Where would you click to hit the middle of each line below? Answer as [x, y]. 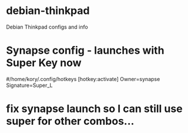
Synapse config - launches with [85, 50]
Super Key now [44, 63]
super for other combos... [70, 121]
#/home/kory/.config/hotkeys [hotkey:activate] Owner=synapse [83, 79]
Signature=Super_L [29, 85]
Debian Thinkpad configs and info [47, 27]
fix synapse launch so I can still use [95, 109]
